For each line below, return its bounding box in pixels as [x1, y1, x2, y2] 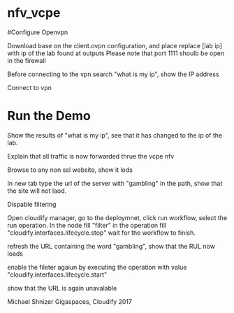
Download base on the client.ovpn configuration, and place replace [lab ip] [7, 41, 222, 50]
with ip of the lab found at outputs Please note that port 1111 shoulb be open [7, 49, 225, 57]
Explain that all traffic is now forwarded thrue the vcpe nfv [7, 152, 175, 160]
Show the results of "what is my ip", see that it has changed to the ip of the [7, 131, 222, 139]
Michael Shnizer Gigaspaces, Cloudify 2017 [7, 297, 133, 305]
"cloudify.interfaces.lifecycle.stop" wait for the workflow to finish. [7, 228, 196, 237]
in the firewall [7, 56, 47, 64]
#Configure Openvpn [7, 28, 68, 36]
